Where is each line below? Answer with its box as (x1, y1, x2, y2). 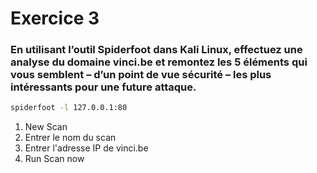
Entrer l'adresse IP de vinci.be (24, 142, 149, 154)
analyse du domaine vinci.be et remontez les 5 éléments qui (10, 55, 308, 69)
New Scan (24, 121, 68, 133)
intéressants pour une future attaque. (10, 80, 197, 94)
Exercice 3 (10, 7, 100, 30)
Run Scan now (24, 153, 85, 165)
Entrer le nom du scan (24, 132, 117, 144)
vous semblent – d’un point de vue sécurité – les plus (10, 68, 272, 82)
